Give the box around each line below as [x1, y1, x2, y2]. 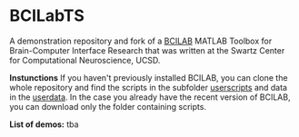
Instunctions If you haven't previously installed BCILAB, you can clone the [9, 72, 288, 83]
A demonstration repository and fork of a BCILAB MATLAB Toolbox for [9, 35, 273, 46]
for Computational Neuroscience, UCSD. [9, 54, 161, 65]
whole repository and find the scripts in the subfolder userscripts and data [9, 82, 288, 93]
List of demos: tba [9, 119, 79, 130]
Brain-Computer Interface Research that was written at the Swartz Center [9, 44, 285, 55]
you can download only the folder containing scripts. [9, 101, 207, 112]
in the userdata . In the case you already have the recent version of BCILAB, [9, 92, 291, 103]
